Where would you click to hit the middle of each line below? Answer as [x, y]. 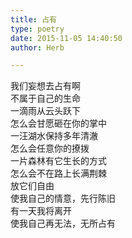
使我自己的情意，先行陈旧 [63, 198]
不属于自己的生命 [45, 98]
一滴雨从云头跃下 [45, 111]
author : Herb [37, 47]
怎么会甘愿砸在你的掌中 [58, 123]
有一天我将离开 [41, 211]
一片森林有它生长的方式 [58, 161]
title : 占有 [33, 19]
